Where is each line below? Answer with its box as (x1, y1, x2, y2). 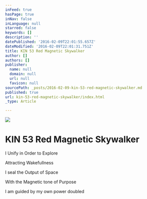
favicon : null (9, 80, 38, 85)
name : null (9, 67, 32, 72)
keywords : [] (5, 30, 32, 35)
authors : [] (5, 58, 30, 63)
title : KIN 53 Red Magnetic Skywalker (5, 48, 85, 53)
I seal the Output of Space (5, 169, 58, 175)
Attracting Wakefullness (5, 160, 54, 166)
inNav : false (5, 16, 32, 21)
